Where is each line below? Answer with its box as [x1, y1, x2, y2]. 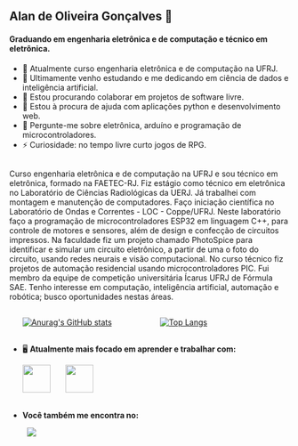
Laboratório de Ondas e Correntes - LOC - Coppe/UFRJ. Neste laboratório [9, 206, 282, 216]
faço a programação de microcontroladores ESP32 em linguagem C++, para [9, 215, 289, 226]
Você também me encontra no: [21, 410, 140, 421]
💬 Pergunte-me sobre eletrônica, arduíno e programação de [21, 119, 242, 130]
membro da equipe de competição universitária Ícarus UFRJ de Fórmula [9, 272, 273, 283]
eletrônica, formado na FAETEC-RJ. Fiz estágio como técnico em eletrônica [9, 177, 286, 188]
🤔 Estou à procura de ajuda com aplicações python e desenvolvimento [21, 101, 281, 111]
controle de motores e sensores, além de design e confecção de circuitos [9, 224, 279, 236]
